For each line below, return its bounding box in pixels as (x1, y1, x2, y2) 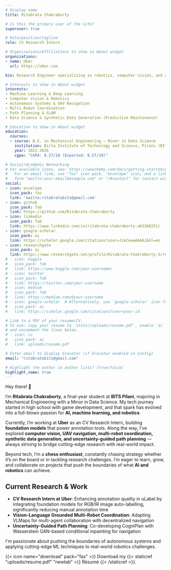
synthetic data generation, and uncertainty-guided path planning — (5, 436, 152, 442)
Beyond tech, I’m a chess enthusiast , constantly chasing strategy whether (5, 451, 162, 457)
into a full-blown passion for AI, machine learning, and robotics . (5, 410, 141, 416)
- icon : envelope (5, 186, 42, 191)
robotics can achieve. (5, 468, 51, 474)
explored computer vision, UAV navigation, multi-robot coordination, (5, 430, 153, 436)
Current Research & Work (5, 482, 88, 491)
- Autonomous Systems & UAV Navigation (5, 101, 90, 106)
